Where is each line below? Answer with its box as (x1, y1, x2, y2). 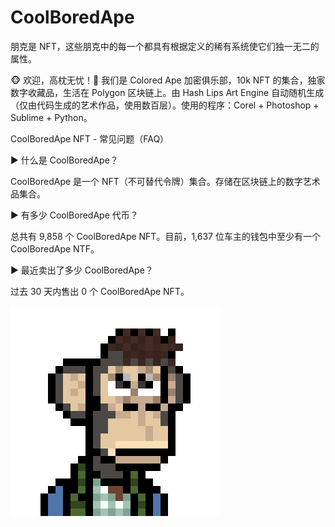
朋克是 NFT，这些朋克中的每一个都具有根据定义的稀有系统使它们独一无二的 (10, 40, 320, 52)
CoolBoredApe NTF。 (10, 242, 100, 255)
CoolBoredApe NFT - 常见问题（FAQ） (10, 132, 170, 145)
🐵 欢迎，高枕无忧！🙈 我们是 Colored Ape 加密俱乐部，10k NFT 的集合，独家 (10, 74, 326, 86)
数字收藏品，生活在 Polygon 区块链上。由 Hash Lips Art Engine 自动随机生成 (10, 86, 325, 98)
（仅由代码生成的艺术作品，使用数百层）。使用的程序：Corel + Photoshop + (10, 99, 320, 111)
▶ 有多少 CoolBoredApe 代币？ (10, 209, 139, 221)
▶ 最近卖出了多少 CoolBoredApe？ (10, 264, 154, 276)
